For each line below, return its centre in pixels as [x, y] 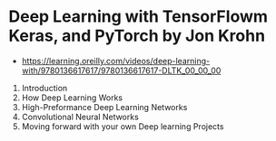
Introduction [44, 88]
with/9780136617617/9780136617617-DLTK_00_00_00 [121, 70]
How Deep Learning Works [72, 98]
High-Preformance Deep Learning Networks [104, 107]
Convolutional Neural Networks [80, 117]
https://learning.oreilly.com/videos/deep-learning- [116, 61]
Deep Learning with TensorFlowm [138, 17]
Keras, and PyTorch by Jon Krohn [137, 36]
